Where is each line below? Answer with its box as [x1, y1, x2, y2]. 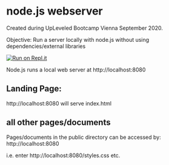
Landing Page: [6, 84, 62, 94]
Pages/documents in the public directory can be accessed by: [6, 133, 162, 141]
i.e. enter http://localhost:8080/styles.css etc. [6, 152, 121, 159]
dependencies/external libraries [6, 42, 86, 50]
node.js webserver [6, 4, 103, 18]
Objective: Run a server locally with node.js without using [6, 36, 150, 43]
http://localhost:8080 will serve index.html [6, 99, 112, 107]
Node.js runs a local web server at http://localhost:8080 [6, 66, 146, 73]
